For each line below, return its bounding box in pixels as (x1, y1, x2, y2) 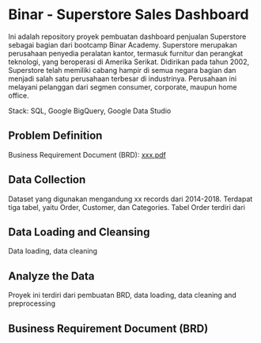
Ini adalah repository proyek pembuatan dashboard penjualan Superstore (8, 32, 247, 41)
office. (8, 90, 29, 100)
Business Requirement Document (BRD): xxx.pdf (8, 150, 166, 159)
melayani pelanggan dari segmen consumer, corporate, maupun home (8, 82, 237, 92)
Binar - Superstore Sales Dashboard (8, 6, 249, 24)
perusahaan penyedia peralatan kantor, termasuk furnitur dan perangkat (8, 48, 244, 58)
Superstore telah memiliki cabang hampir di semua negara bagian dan (8, 65, 236, 74)
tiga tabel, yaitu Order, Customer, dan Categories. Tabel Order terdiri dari (8, 202, 246, 212)
